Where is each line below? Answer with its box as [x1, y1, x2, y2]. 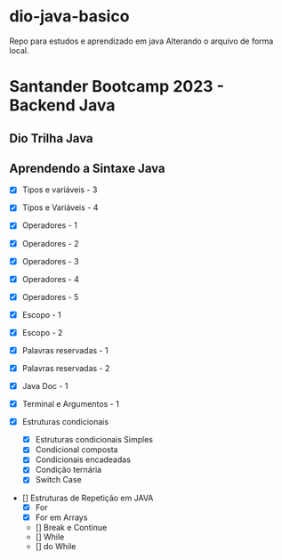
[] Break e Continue [35, 522, 108, 532]
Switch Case [35, 475, 82, 485]
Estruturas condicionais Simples [35, 434, 154, 445]
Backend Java [9, 95, 116, 116]
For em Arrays [35, 512, 88, 523]
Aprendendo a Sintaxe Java [9, 160, 166, 175]
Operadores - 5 [21, 291, 79, 302]
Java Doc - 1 [21, 381, 68, 392]
